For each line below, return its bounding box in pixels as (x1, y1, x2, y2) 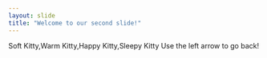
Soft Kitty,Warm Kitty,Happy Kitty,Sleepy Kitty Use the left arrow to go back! (8, 41, 259, 50)
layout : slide (8, 11, 56, 20)
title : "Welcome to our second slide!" (8, 19, 142, 27)
